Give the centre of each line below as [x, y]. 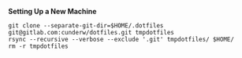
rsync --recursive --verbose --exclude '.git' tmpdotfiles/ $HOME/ [121, 39]
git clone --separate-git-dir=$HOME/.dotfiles [86, 26]
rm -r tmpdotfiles [38, 46]
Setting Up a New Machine [52, 11]
